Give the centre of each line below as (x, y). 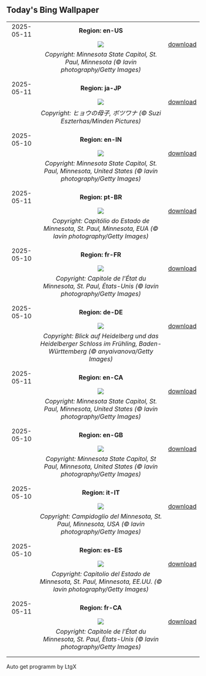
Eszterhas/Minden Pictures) (101, 121)
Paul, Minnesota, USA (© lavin (101, 524)
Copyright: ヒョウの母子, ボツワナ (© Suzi (101, 113)
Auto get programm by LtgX (41, 666)
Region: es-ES (101, 550)
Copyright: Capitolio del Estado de (101, 573)
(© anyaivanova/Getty (120, 351)
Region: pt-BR (101, 197)
